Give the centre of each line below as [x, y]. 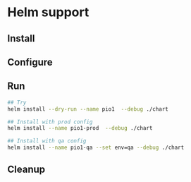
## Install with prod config [50, 122]
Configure [30, 62]
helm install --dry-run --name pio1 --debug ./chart [88, 109]
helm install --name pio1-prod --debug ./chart [80, 128]
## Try [17, 102]
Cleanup [26, 170]
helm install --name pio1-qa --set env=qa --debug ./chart [96, 148]
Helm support [48, 12]
